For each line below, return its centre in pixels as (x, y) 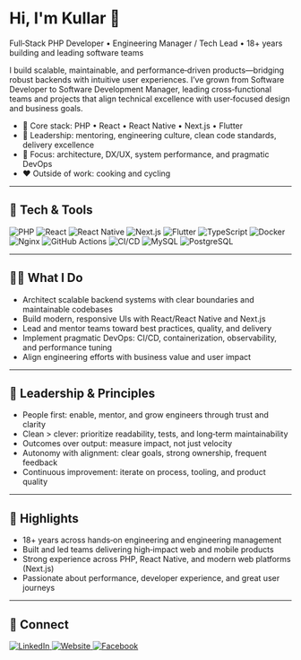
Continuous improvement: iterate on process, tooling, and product (144, 472)
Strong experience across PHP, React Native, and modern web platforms (156, 559)
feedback (40, 462)
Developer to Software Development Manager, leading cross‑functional (140, 89)
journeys (39, 588)
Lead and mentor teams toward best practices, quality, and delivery (147, 328)
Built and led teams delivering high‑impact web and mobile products (148, 550)
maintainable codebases (68, 309)
